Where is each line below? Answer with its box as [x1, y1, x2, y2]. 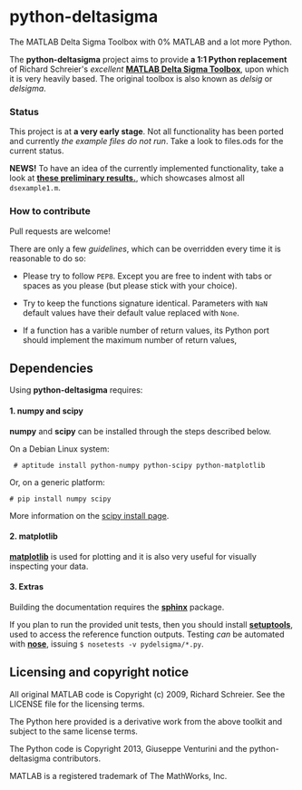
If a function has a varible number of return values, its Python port [22, 325, 270, 336]
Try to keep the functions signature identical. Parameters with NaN [22, 297, 268, 308]
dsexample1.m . [9, 182, 61, 193]
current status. [9, 145, 64, 156]
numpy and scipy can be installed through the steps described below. [9, 425, 272, 436]
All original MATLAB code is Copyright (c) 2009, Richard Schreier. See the [9, 688, 286, 699]
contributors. [53, 753, 102, 764]
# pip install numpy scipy [9, 494, 112, 503]
